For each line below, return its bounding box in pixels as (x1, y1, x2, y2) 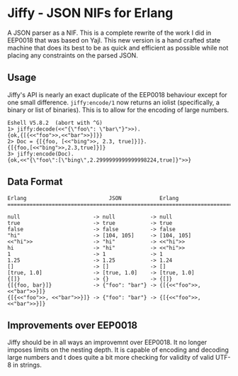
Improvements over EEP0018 (7, 319, 138, 331)
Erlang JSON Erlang (7, 194, 179, 201)
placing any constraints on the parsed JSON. (7, 51, 138, 60)
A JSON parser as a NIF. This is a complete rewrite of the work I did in (7, 28, 212, 37)
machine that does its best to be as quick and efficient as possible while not (7, 43, 229, 52)
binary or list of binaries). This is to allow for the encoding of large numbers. (7, 105, 229, 114)
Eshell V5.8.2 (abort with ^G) (7, 119, 103, 126)
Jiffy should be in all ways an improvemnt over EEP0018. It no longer (7, 338, 208, 347)
